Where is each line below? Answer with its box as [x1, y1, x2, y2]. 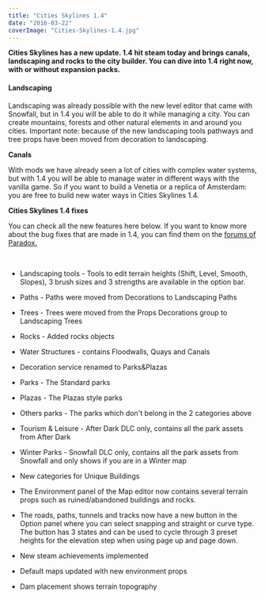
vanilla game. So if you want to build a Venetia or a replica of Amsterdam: [8, 181, 248, 191]
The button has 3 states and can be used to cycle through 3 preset [19, 527, 237, 536]
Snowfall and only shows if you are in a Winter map [19, 456, 187, 465]
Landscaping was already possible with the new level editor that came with [8, 101, 253, 110]
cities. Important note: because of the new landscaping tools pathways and [8, 126, 254, 135]
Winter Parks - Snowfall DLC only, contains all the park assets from [19, 447, 239, 456]
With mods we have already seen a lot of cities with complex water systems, [8, 165, 257, 174]
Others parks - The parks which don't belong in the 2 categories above [19, 408, 252, 418]
